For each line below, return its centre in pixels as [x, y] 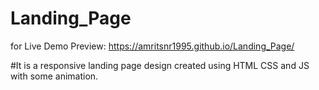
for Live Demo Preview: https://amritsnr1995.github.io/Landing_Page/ [152, 46]
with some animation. [54, 76]
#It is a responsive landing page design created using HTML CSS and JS [160, 65]
